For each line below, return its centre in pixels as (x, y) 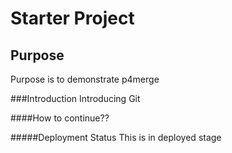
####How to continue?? (60, 118)
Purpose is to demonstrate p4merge (85, 79)
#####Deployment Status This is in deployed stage (116, 137)
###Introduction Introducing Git (75, 98)
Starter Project (72, 18)
